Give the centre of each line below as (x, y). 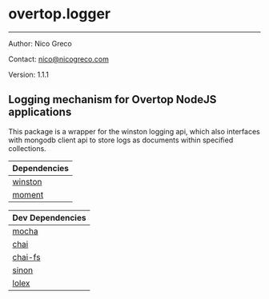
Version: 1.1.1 (29, 74)
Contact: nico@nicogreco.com (59, 59)
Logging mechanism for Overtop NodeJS (112, 100)
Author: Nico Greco (40, 43)
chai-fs (26, 257)
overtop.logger (59, 14)
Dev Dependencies (49, 217)
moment (28, 194)
